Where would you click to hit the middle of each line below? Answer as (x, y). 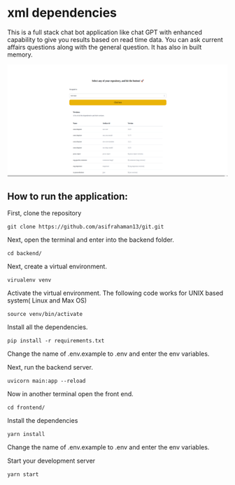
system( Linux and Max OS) (47, 301)
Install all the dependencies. (48, 327)
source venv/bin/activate (45, 314)
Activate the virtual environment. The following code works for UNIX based (115, 293)
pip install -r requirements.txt (56, 341)
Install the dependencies (43, 421)
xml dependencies (62, 13)
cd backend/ (24, 254)
